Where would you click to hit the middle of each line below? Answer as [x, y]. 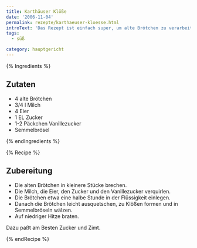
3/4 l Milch [28, 105]
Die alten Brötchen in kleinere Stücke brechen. [71, 185]
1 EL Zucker [28, 117]
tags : [13, 33]
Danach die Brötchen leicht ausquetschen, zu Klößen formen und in [96, 203]
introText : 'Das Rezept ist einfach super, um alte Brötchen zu [86, 28]
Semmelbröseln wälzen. [43, 210]
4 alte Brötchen [33, 98]
